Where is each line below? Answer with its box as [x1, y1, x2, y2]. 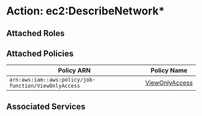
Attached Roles [6, 28, 65, 38]
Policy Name [150, 66, 188, 75]
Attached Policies [6, 48, 74, 58]
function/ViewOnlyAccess [9, 82, 81, 90]
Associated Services [6, 101, 86, 112]
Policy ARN [58, 66, 91, 75]
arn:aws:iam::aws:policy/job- [9, 76, 96, 84]
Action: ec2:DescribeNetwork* [6, 4, 165, 18]
